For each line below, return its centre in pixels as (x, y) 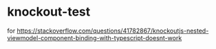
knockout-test (49, 12)
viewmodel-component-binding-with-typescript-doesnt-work (95, 37)
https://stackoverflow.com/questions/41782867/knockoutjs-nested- (113, 31)
